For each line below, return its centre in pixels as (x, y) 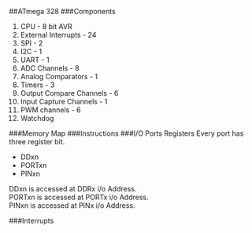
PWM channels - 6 (50, 110)
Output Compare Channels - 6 (69, 93)
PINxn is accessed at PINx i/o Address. (72, 206)
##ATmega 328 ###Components (63, 11)
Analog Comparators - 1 (59, 76)
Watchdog (37, 118)
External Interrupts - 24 (58, 35)
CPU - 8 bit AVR (46, 26)
